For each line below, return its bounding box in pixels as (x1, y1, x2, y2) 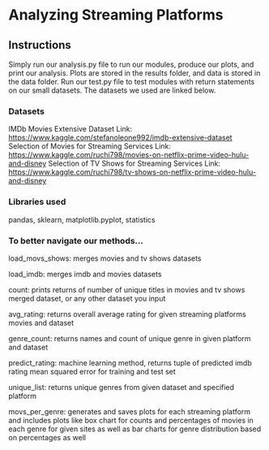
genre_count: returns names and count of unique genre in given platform (8, 333, 251, 343)
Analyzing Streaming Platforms (8, 6, 224, 24)
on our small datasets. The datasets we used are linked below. (8, 85, 216, 95)
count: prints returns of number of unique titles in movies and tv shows (8, 284, 246, 294)
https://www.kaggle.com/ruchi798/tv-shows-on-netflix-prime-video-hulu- (8, 167, 257, 177)
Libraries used (8, 197, 66, 208)
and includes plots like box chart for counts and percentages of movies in (8, 415, 254, 425)
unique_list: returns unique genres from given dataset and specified (8, 382, 235, 392)
